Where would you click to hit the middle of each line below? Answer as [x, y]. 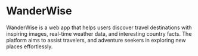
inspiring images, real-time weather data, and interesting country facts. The [99, 33]
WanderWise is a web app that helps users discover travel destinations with [99, 27]
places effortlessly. [30, 46]
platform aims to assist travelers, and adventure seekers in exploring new [96, 40]
